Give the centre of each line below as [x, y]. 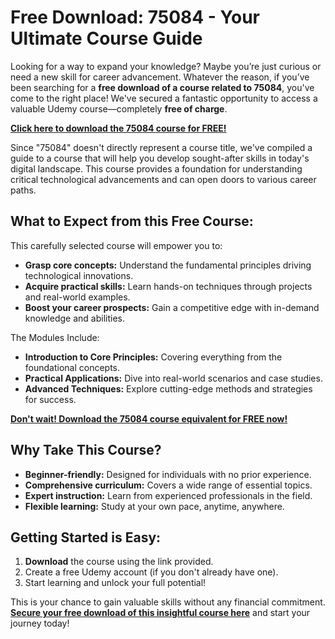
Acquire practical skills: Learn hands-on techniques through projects [168, 286]
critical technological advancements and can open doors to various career [163, 179]
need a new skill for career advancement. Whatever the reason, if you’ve [160, 77]
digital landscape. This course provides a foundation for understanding [156, 168]
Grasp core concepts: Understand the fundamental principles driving [168, 265]
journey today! [40, 623]
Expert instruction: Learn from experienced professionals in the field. [168, 495]
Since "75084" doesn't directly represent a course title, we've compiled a [161, 147]
